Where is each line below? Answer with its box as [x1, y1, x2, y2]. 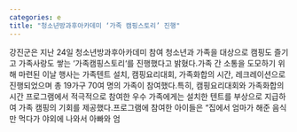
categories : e [9, 12, 62, 22]
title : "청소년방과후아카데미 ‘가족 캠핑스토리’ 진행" [9, 21, 181, 30]
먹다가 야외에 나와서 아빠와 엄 [18, 113, 121, 124]
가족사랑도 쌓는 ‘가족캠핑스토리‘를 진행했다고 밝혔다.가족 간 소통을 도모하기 [18, 58, 277, 68]
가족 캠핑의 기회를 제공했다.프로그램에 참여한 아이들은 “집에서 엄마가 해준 [18, 102, 270, 113]
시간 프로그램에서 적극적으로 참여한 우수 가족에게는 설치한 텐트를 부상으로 [9, 90, 263, 102]
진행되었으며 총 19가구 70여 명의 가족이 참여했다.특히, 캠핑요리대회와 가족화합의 [9, 80, 285, 90]
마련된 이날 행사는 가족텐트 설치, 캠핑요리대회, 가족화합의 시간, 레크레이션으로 [18, 68, 286, 80]
